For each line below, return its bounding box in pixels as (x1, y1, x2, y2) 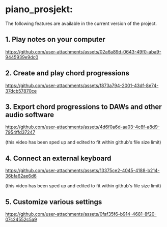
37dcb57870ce (5, 88, 37, 94)
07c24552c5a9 (5, 216, 37, 222)
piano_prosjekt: (5, 4, 73, 15)
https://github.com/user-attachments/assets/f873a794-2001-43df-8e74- (5, 82, 159, 89)
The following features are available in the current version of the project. (5, 20, 157, 26)
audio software (5, 110, 54, 119)
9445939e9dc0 (5, 54, 39, 60)
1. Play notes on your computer (5, 35, 105, 44)
